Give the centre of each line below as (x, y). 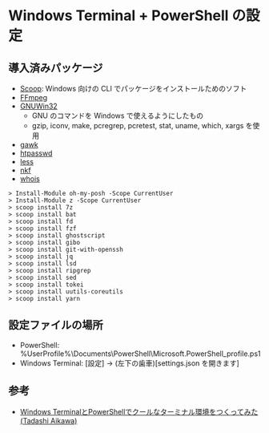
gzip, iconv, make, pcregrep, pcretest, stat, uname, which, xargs (138, 125)
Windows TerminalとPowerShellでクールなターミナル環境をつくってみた (139, 411)
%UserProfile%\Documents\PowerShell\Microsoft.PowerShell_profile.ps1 (140, 354)
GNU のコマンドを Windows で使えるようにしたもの (118, 115)
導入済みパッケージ (56, 68)
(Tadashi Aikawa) (48, 420)
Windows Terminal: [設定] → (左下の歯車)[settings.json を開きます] (130, 363)
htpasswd (36, 153)
